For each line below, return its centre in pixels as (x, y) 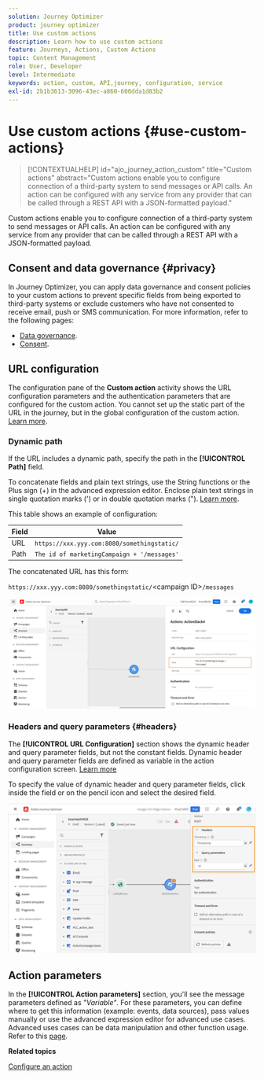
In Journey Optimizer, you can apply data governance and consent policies (130, 287)
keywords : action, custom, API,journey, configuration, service (115, 83)
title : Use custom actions (52, 33)
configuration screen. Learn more (62, 769)
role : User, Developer (45, 67)
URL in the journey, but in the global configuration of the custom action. (124, 413)
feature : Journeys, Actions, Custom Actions (82, 50)
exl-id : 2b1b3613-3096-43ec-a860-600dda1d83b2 (86, 91)
